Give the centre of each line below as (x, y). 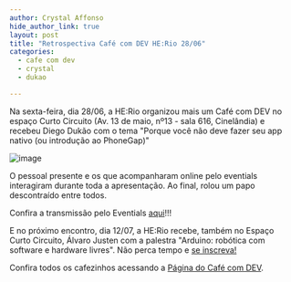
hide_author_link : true (55, 26)
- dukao (32, 78)
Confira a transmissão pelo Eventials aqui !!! (90, 213)
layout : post (34, 35)
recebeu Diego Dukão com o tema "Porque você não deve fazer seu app (146, 131)
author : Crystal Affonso (57, 18)
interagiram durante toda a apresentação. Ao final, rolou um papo (132, 185)
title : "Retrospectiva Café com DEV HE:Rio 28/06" (108, 43)
